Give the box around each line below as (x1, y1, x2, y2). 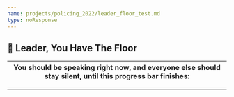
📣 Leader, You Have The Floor (7, 42, 137, 54)
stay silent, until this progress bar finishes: (44, 71, 190, 81)
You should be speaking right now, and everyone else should (13, 63, 221, 73)
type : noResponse (7, 17, 58, 24)
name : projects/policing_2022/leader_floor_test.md (7, 10, 160, 17)
